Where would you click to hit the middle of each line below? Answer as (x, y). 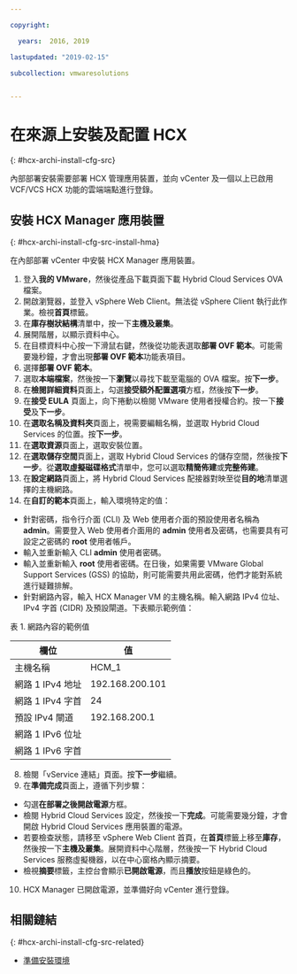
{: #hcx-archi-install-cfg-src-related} (77, 942)
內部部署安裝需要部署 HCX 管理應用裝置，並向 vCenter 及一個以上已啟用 (142, 179)
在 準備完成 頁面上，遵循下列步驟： (85, 785)
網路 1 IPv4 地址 (48, 684)
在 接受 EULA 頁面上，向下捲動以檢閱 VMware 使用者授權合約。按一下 (149, 401)
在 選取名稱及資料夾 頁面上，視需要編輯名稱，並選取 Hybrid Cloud (141, 423)
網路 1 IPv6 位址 (48, 734)
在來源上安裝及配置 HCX (99, 135)
